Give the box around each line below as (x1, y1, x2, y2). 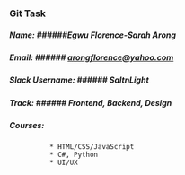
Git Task (9, 7, 47, 20)
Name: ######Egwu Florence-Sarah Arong (9, 30, 177, 40)
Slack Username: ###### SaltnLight (9, 74, 150, 85)
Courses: (9, 120, 45, 131)
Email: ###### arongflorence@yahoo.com (9, 52, 174, 63)
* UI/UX (48, 158, 78, 168)
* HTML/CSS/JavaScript (48, 143, 135, 152)
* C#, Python (48, 151, 99, 160)
